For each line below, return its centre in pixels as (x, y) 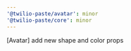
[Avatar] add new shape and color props (65, 40)
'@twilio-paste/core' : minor (49, 20)
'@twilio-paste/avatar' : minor (52, 14)
